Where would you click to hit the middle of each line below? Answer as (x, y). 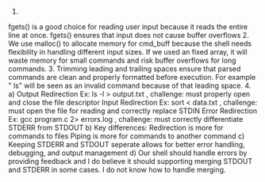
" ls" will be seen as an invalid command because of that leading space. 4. (130, 85)
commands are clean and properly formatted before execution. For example (132, 77)
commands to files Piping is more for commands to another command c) (127, 136)
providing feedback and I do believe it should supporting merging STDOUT (131, 161)
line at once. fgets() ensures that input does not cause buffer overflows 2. (129, 35)
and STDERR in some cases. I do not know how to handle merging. (117, 170)
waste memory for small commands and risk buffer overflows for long (122, 60)
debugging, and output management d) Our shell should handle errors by (128, 153)
